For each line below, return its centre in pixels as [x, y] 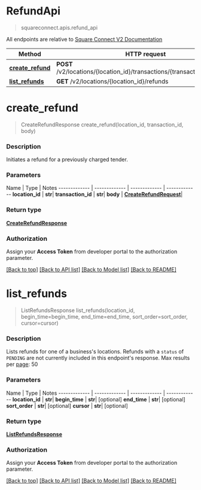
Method [30, 54]
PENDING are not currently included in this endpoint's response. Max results [98, 358]
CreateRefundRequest [153, 194]
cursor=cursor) [39, 323]
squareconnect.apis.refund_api [59, 28]
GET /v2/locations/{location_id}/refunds [112, 81]
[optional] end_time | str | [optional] [142, 399]
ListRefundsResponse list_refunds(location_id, [78, 310]
